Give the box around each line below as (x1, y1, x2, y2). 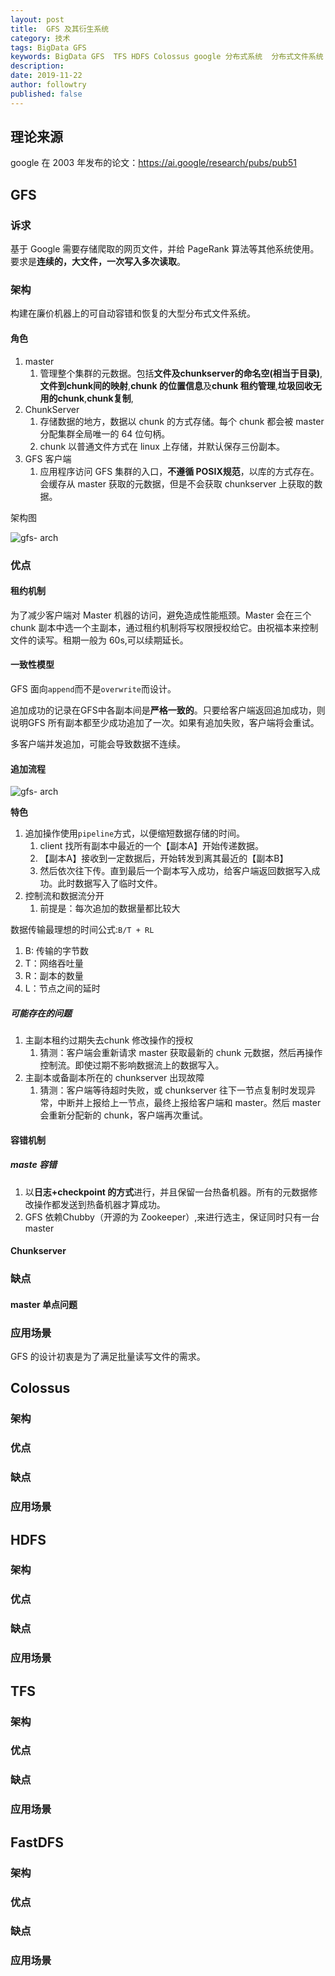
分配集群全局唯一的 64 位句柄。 (39, 427, 171, 440)
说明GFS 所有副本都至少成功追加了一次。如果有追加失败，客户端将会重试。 (10, 716, 320, 728)
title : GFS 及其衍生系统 (10, 24, 110, 34)
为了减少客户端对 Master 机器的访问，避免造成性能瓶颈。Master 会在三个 (10, 609, 312, 621)
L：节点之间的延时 (24, 982, 101, 995)
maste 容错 (10, 1159, 58, 1171)
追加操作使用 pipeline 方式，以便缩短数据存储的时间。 (24, 827, 246, 840)
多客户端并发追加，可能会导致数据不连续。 (10, 737, 186, 750)
